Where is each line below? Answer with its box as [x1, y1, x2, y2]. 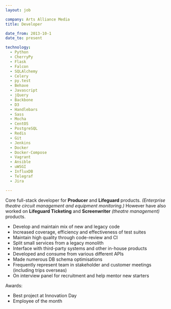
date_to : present [5, 35, 43, 41]
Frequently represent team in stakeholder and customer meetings [12, 261, 151, 267]
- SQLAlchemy [10, 69, 38, 74]
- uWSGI [10, 164, 27, 169]
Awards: [5, 282, 23, 288]
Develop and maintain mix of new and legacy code [12, 223, 120, 229]
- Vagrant [10, 154, 31, 160]
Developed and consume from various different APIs [12, 250, 124, 257]
